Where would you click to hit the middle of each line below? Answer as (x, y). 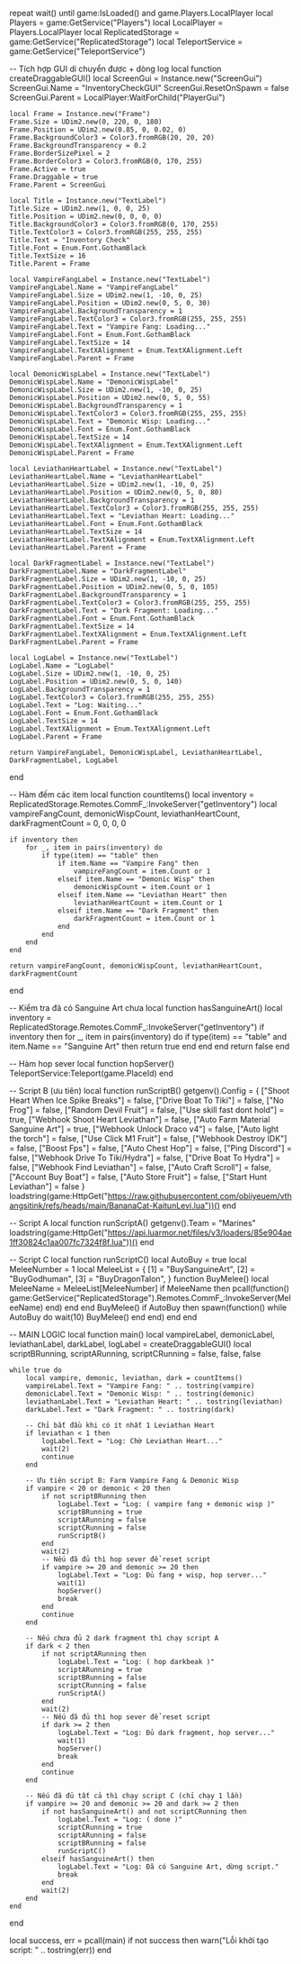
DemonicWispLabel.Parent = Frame (72, 453)
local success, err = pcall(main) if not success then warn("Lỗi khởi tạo (139, 1940)
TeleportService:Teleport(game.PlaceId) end (91, 1073)
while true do (36, 1370)
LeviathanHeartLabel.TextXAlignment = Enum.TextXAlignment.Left (132, 540)
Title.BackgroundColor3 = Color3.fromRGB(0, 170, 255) (114, 224)
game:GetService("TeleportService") (77, 51)
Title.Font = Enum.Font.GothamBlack (78, 248)
